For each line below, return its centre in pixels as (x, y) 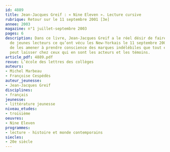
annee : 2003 (18, 24)
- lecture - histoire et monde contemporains (54, 132)
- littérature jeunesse (30, 104)
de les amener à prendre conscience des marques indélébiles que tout (86, 48)
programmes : (18, 128)
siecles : (14, 137)
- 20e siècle (19, 142)
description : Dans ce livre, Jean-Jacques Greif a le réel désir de (79, 39)
